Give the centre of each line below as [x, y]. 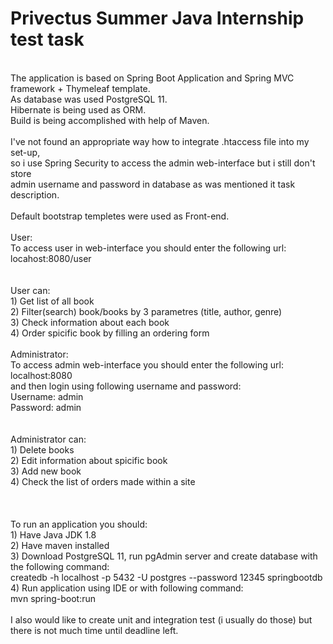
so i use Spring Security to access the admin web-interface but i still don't [163, 163]
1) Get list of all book [52, 301]
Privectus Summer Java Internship [157, 18]
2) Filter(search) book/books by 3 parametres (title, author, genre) [146, 311]
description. [35, 194]
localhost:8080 [41, 375]
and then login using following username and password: [126, 386]
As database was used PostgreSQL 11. [89, 99]
